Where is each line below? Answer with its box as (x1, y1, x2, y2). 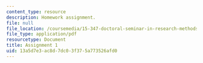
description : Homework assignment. (6, 14, 96, 20)
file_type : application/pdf (6, 31, 77, 37)
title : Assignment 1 (6, 43, 59, 49)
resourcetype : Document (6, 37, 66, 43)
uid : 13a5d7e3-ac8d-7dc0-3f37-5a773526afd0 (6, 48, 118, 54)
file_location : (6, 25, 45, 32)
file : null (6, 20, 34, 26)
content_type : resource (6, 8, 66, 15)
